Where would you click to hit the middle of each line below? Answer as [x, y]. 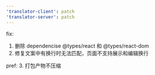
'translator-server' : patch [41, 17]
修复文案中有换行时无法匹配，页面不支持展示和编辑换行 [81, 53]
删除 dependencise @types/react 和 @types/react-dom [82, 46]
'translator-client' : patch [41, 11]
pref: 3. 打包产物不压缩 [34, 66]
